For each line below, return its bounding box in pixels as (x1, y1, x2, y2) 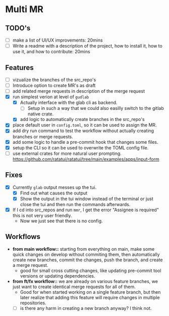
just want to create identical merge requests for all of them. (12, 284, 136, 290)
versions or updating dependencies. (20, 272, 95, 279)
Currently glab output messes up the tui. (12, 184, 97, 190)
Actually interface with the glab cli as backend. (20, 100, 118, 106)
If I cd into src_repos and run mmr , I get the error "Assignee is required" (12, 207, 159, 213)
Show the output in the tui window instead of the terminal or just (20, 195, 154, 202)
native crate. (27, 111, 54, 117)
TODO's (5, 24, 31, 32)
